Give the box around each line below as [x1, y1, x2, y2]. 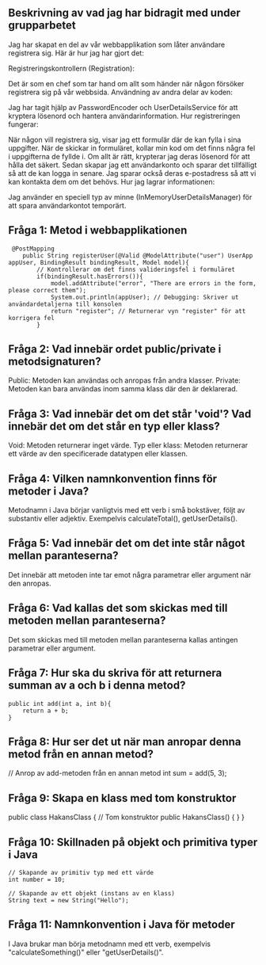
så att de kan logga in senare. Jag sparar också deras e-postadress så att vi [8, 168, 256, 177]
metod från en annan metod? [8, 747, 154, 761]
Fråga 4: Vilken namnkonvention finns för [8, 471, 218, 486]
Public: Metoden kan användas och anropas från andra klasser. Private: [8, 376, 241, 385]
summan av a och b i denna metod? [8, 679, 186, 692]
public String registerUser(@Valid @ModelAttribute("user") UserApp [22, 251, 253, 260]
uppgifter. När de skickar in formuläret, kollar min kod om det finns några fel [8, 143, 256, 153]
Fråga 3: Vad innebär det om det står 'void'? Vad [8, 407, 252, 421]
